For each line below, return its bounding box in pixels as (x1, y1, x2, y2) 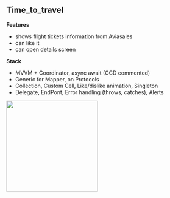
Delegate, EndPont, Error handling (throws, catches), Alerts (15, 88, 164, 96)
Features (6, 21, 29, 28)
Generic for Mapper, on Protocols (15, 75, 99, 83)
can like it (15, 39, 40, 46)
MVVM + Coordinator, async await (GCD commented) (15, 69, 151, 77)
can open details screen (15, 46, 76, 53)
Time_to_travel (6, 5, 64, 15)
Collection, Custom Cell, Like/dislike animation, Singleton (15, 82, 158, 89)
